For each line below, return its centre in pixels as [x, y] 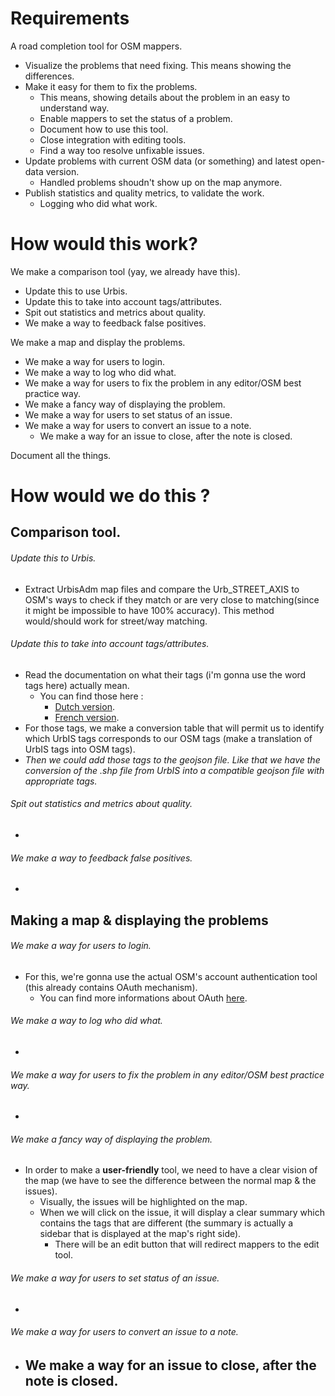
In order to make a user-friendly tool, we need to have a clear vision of [171, 1170]
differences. [49, 76]
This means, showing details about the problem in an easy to [165, 97]
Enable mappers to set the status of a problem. [136, 118]
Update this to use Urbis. [76, 291]
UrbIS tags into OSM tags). [80, 749]
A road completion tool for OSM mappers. [96, 46]
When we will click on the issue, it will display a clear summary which [182, 1213]
